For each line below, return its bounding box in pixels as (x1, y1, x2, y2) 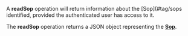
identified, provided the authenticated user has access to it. (6, 11, 155, 19)
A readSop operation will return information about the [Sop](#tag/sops (6, 5, 183, 12)
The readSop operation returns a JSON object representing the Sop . (6, 23, 177, 30)
